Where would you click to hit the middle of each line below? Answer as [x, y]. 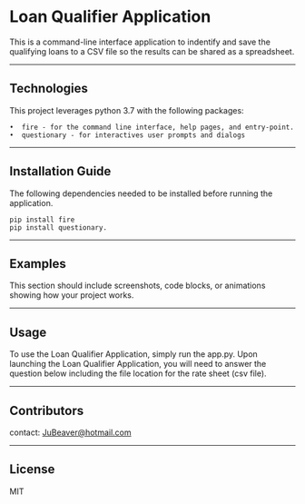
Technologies [49, 89]
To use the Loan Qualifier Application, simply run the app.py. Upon [134, 354]
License [32, 469]
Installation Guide [60, 171]
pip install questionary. [58, 227]
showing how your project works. [72, 295]
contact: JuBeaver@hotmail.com [70, 432]
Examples [38, 264]
